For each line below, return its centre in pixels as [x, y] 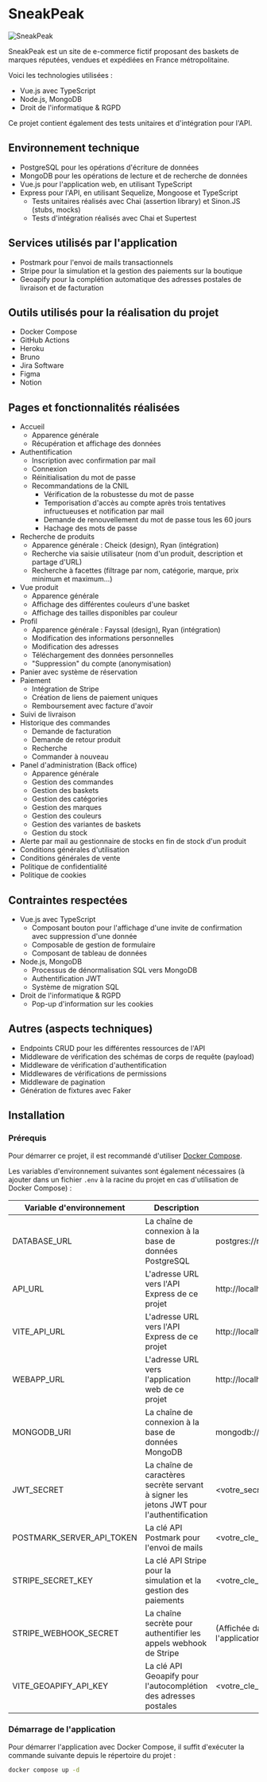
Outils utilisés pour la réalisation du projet [114, 313]
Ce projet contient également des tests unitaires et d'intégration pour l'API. [130, 123]
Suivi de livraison [48, 714]
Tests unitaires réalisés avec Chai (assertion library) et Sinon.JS [136, 201]
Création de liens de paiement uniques [95, 698]
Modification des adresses [75, 647]
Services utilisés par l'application [93, 243]
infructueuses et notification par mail [104, 511]
